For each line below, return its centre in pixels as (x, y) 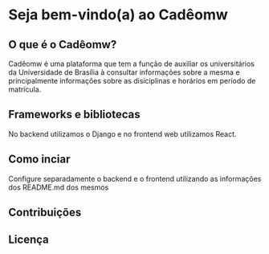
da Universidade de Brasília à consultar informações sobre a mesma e (124, 72)
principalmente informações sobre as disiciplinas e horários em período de (132, 81)
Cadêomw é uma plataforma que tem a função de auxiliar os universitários (132, 63)
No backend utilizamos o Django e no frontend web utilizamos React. (122, 133)
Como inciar (39, 160)
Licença (29, 240)
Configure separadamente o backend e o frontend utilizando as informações (135, 178)
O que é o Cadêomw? (63, 45)
